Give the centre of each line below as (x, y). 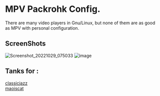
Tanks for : (22, 71)
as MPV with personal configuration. (42, 28)
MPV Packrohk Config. (53, 9)
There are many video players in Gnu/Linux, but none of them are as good (80, 23)
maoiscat (14, 88)
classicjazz (17, 83)
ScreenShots (25, 44)
